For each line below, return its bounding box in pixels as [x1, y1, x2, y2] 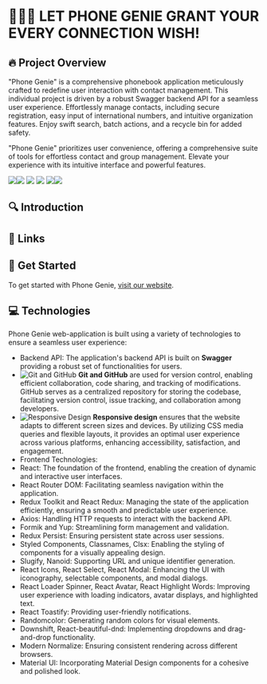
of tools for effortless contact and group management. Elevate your [8, 151, 230, 161]
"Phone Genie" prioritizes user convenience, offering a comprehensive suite [8, 143, 258, 152]
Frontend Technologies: [19, 454, 98, 465]
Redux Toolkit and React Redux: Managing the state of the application [19, 497, 249, 507]
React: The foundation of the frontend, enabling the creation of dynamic [19, 463, 257, 473]
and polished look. [19, 666, 81, 676]
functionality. [53, 633, 96, 643]
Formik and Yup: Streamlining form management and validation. [19, 522, 230, 533]
